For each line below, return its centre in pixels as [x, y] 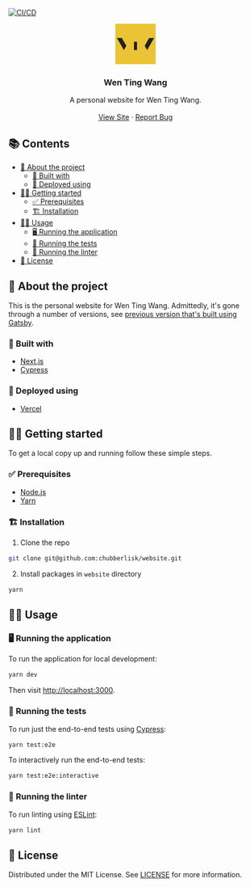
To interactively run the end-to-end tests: [77, 760]
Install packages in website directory [81, 573]
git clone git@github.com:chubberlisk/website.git [95, 558]
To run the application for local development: [83, 659]
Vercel [31, 408]
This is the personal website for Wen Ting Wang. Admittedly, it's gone [124, 305]
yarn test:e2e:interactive [54, 776]
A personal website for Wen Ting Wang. [135, 100]
